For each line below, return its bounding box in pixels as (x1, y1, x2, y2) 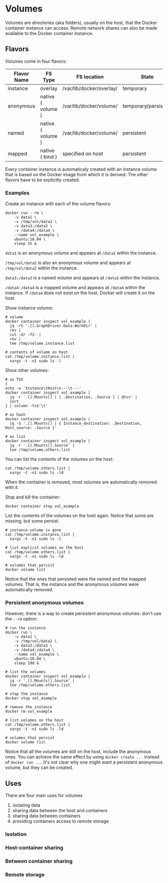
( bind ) (39, 153, 57, 160)
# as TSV (5, 377, 23, 382)
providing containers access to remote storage (12, 818, 109, 824)
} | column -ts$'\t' (5, 404, 48, 409)
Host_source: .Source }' (5, 425, 57, 431)
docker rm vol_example (5, 709, 52, 714)
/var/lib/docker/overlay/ (62, 85, 117, 92)
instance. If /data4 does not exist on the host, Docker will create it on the (5, 290, 155, 296)
